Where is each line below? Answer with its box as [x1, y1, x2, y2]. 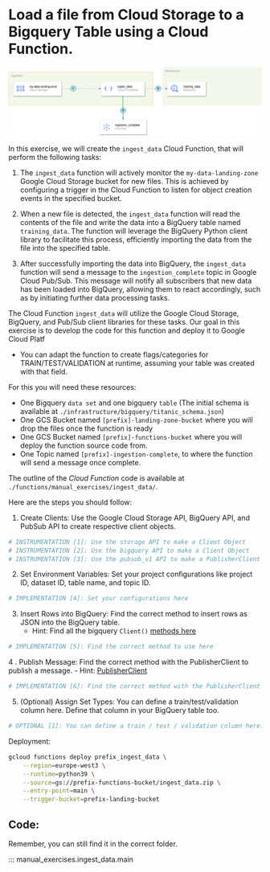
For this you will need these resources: [8, 382, 137, 391]
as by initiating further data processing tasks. [19, 293, 170, 302]
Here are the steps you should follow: [8, 497, 133, 507]
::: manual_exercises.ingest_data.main [8, 854, 134, 864]
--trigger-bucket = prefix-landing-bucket [22, 796, 160, 804]
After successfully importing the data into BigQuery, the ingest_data [19, 259, 247, 268]
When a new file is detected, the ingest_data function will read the [19, 209, 241, 219]
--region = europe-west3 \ [22, 761, 106, 769]
